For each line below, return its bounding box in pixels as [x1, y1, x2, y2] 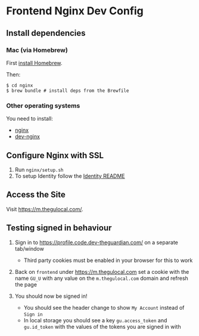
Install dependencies [6, 28, 86, 38]
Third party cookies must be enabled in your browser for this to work [23, 257, 193, 264]
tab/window [14, 245, 45, 252]
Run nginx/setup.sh [14, 166, 64, 173]
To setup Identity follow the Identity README [14, 172, 125, 180]
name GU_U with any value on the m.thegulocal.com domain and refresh [14, 275, 189, 282]
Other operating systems [6, 101, 80, 110]
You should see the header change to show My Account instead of [23, 304, 185, 311]
